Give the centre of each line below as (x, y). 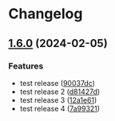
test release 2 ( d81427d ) (60, 92)
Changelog (46, 14)
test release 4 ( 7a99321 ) (60, 108)
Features (26, 66)
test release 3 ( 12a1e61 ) (58, 100)
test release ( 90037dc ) (57, 83)
